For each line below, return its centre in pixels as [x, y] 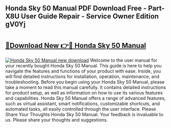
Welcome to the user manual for [124, 60]
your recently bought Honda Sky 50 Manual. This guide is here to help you [83, 66]
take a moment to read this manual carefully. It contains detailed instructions [86, 87]
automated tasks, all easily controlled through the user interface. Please [81, 109]
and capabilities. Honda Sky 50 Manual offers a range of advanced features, [86, 98]
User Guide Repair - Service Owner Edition [90, 17]
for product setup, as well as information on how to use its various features [84, 93]
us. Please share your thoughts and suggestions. [57, 120]
